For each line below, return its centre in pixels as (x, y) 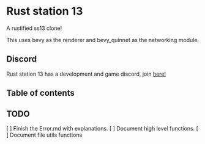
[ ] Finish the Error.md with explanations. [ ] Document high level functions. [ (102, 128)
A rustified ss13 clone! (34, 28)
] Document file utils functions (44, 135)
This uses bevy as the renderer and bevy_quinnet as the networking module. (103, 40)
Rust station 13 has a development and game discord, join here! (86, 74)
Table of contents (40, 93)
